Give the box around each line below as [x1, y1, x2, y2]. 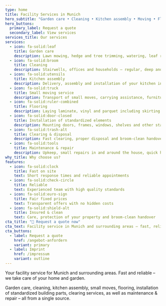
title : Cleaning [14, 62, 48, 67]
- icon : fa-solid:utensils [9, 72, 65, 77]
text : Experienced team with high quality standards [14, 187, 125, 192]
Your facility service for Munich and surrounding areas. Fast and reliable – [5, 270, 156, 276]
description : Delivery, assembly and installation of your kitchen [14, 81, 156, 86]
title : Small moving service [14, 90, 74, 95]
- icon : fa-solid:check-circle [9, 178, 74, 183]
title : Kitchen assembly [14, 76, 65, 81]
